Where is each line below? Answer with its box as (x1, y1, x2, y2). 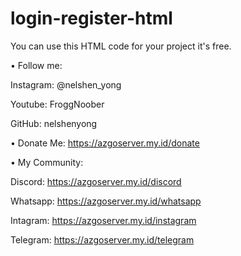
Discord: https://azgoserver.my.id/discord (10, 175, 182, 187)
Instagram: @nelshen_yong (10, 78, 122, 91)
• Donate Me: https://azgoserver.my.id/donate (10, 137, 200, 149)
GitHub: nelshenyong (10, 117, 98, 129)
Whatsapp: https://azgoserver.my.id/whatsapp (10, 195, 202, 207)
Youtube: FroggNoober (10, 98, 105, 110)
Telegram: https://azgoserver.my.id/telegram (10, 233, 195, 246)
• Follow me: (10, 59, 63, 71)
